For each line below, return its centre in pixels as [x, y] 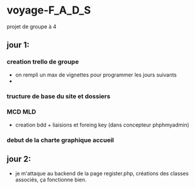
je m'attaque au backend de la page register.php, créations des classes [102, 173]
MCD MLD [22, 112]
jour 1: [18, 45]
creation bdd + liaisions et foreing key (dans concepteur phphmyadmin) [102, 125]
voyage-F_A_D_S [49, 10]
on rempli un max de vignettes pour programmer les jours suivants [96, 75]
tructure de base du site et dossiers [59, 96]
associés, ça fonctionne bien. [51, 180]
